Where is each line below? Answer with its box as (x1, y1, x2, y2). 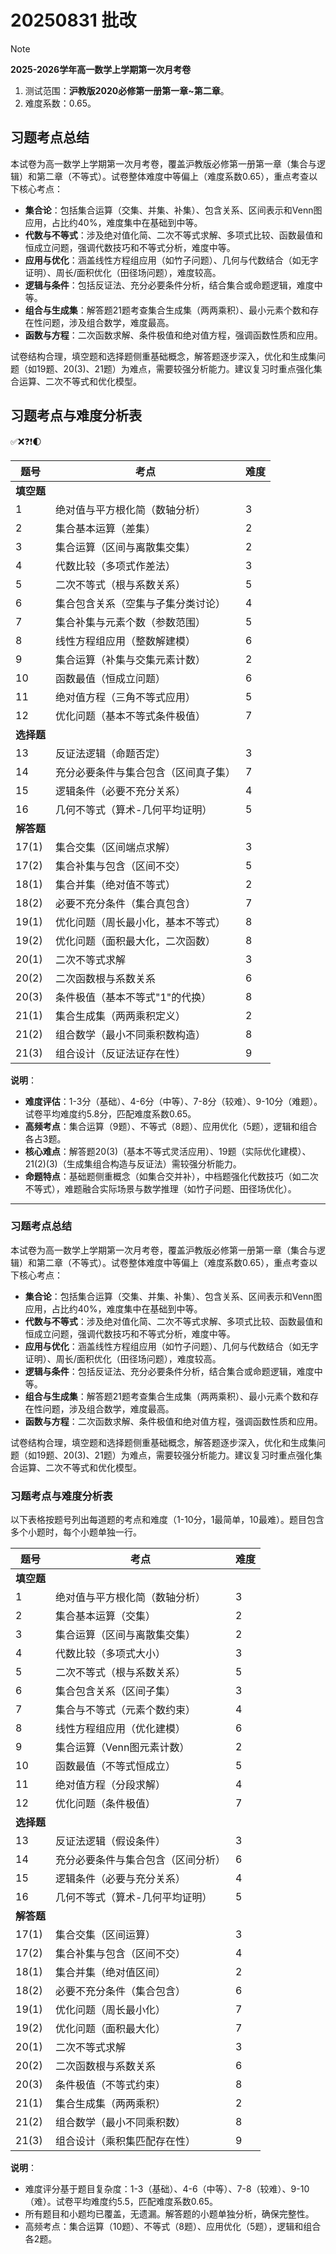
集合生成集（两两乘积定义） (55, 1009, 187, 1023)
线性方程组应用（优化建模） (55, 1722, 187, 1736)
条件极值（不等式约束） (55, 2078, 167, 2092)
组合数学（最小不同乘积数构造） (55, 1027, 207, 1041)
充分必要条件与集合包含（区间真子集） (55, 765, 237, 779)
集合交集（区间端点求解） (55, 840, 177, 854)
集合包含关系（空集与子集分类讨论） (55, 596, 227, 610)
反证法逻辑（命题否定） (55, 746, 167, 760)
